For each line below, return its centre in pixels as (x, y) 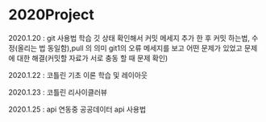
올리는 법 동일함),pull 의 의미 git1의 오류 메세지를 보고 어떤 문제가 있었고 (130, 48)
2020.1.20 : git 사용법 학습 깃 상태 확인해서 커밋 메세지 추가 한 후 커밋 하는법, (129, 38)
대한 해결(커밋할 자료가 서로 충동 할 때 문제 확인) (92, 58)
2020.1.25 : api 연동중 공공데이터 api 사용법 (77, 109)
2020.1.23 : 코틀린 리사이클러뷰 (58, 92)
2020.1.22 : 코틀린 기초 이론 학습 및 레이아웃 (78, 75)
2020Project (52, 15)
